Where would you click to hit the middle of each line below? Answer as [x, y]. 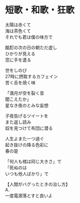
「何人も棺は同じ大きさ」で [33, 161]
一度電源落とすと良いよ [29, 196]
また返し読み [18, 122]
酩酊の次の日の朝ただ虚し [31, 47]
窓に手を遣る [18, 60]
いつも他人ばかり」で [27, 173]
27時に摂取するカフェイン [32, 76]
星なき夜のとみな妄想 [27, 105]
